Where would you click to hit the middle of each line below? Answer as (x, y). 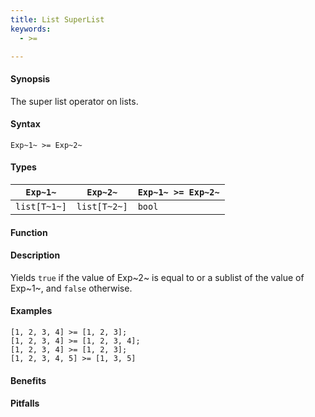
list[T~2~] (102, 206)
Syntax (25, 124)
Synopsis (30, 78)
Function (29, 232)
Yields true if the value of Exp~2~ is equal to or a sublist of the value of (157, 277)
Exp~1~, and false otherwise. (71, 288)
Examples (31, 311)
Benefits (28, 380)
